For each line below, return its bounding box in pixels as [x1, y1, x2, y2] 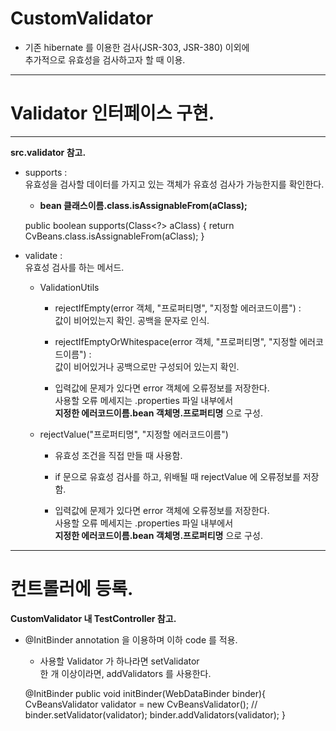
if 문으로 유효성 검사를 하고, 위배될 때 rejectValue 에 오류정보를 [54, 470, 301, 482]
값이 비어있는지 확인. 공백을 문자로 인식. [54, 314, 210, 326]
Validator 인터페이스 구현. [10, 102, 215, 125]
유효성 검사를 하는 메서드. [24, 261, 125, 273]
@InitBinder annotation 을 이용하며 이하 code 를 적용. [24, 633, 238, 646]
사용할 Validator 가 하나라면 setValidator [39, 655, 200, 667]
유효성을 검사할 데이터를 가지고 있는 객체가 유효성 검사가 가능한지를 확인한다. [24, 178, 325, 190]
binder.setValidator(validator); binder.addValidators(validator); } [24, 708, 286, 721]
